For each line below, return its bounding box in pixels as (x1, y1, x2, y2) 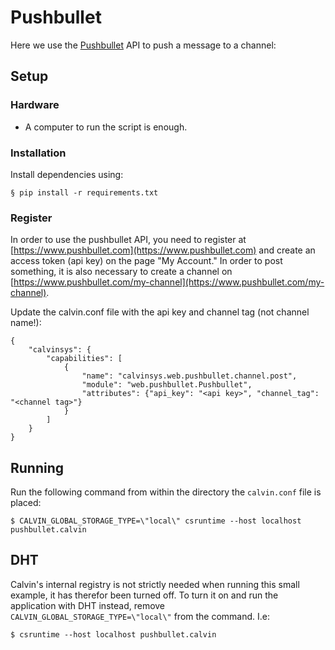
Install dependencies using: (10, 168, 124, 180)
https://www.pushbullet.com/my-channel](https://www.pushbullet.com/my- (13, 276, 325, 288)
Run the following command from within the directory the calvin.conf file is (10, 486, 322, 498)
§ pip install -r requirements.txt (10, 187, 159, 198)
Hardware (10, 98, 60, 112)
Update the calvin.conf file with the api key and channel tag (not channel (10, 306, 310, 318)
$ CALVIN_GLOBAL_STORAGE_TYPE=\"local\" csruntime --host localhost (10, 516, 302, 526)
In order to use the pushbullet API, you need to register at (10, 234, 247, 246)
